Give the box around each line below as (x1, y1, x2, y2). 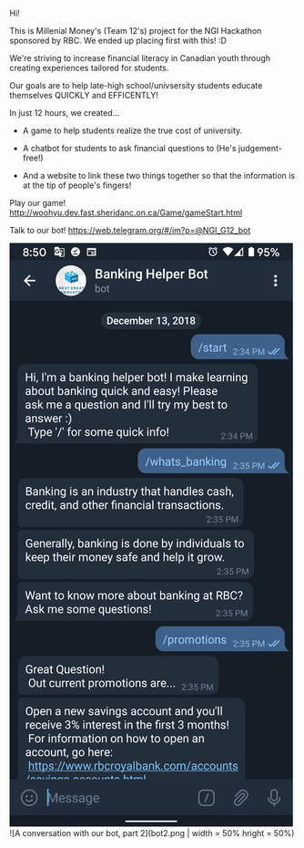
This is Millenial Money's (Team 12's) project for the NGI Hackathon (9, 26, 262, 36)
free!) (22, 152, 44, 163)
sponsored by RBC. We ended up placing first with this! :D (9, 36, 228, 46)
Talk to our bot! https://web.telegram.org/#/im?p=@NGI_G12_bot (9, 225, 251, 235)
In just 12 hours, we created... (9, 108, 120, 118)
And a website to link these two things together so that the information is (22, 171, 296, 181)
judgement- (238, 143, 282, 153)
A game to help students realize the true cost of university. (22, 125, 243, 136)
